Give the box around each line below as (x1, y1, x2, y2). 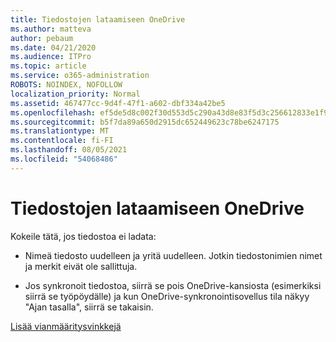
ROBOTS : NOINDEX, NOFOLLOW (10, 80, 123, 90)
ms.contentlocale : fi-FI (10, 136, 114, 146)
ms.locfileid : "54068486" (10, 154, 118, 164)
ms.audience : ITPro (10, 52, 92, 62)
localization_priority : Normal (10, 89, 141, 99)
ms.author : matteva (10, 24, 92, 34)
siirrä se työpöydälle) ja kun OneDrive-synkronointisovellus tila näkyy (24, 290, 310, 302)
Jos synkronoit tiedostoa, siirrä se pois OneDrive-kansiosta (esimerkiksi (24, 279, 322, 291)
